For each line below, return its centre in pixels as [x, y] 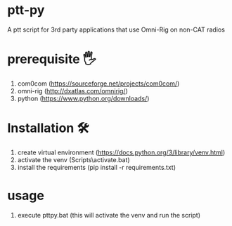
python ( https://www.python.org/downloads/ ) [83, 98]
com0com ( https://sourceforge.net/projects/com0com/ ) [98, 84]
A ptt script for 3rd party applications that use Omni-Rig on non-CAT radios [116, 29]
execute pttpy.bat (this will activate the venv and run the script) [109, 215]
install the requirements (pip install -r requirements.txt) [97, 167]
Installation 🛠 [48, 128]
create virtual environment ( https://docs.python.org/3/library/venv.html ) [121, 152]
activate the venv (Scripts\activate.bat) [73, 159]
